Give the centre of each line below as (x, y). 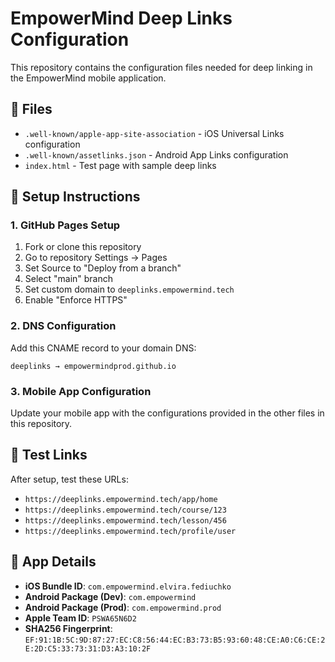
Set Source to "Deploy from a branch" (103, 268)
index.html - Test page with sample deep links (120, 165)
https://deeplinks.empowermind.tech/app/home (121, 499)
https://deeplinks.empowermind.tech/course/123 (125, 510)
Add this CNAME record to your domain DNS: (103, 348)
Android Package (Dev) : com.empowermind (110, 596)
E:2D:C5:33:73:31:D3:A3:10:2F (88, 648)
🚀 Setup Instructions (75, 197)
